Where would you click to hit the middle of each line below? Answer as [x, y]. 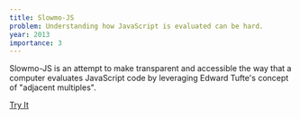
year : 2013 [30, 34]
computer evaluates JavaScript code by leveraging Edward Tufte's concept [149, 78]
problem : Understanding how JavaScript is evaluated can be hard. [136, 26]
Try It [19, 105]
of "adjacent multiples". [53, 87]
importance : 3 [36, 43]
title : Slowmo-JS [42, 18]
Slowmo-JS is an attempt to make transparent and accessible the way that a [150, 69]
